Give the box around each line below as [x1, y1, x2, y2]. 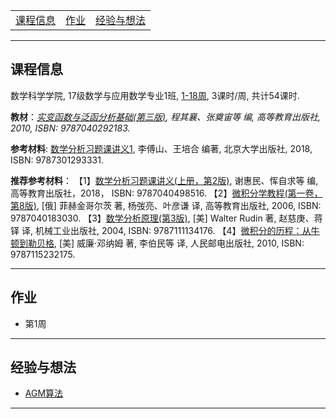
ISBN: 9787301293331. [10, 154, 104, 166]
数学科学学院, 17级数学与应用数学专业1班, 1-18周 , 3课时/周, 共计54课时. [10, 89, 300, 101]
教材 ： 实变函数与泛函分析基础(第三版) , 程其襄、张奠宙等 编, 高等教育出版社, [10, 110, 322, 123]
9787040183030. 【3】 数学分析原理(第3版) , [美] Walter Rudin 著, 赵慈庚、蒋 [10, 212, 323, 224]
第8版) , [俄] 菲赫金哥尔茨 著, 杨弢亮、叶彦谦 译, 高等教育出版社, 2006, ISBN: [10, 199, 322, 211]
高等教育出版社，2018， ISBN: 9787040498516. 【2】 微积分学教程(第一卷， [10, 187, 323, 199]
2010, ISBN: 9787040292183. [10, 122, 131, 134]
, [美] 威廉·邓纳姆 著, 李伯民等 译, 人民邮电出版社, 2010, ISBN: [54, 237, 305, 249]
